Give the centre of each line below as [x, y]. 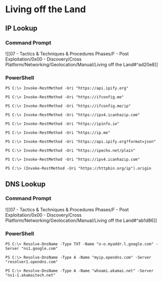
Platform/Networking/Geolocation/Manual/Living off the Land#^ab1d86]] [81, 220]
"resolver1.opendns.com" [32, 262]
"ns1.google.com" [39, 249]
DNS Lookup [25, 184]
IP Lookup [21, 28]
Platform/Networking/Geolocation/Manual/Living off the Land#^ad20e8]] [82, 64]
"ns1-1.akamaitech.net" [31, 275]
